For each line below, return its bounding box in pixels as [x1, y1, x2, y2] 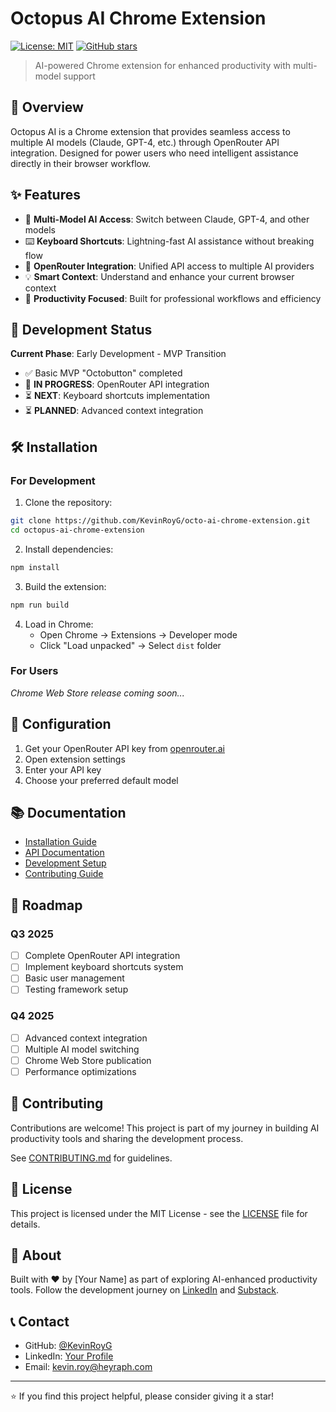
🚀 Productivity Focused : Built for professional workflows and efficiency [24, 292, 322, 304]
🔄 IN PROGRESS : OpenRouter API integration [24, 378, 210, 391]
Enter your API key [24, 763, 102, 776]
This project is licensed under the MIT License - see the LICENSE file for [10, 1207, 308, 1219]
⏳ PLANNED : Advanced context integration [24, 405, 204, 417]
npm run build [10, 600, 70, 610]
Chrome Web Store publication [24, 1054, 152, 1066]
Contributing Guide [24, 868, 104, 880]
